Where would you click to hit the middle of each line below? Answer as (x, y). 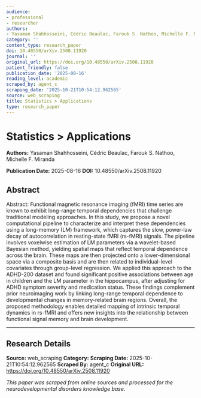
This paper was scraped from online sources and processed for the (90, 382)
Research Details (38, 344)
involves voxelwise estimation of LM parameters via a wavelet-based (91, 243)
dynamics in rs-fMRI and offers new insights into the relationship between (97, 313)
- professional (25, 17)
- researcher (22, 23)
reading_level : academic (37, 79)
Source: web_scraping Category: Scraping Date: (67, 358)
